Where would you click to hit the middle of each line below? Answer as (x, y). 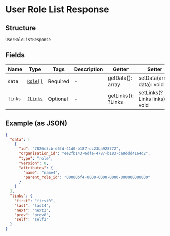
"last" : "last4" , (33, 205)
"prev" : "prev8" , (33, 215)
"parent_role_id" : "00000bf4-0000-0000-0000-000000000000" (87, 177)
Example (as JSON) (36, 123)
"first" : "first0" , (35, 201)
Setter (155, 69)
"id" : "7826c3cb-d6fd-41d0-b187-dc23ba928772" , (70, 149)
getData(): (120, 78)
